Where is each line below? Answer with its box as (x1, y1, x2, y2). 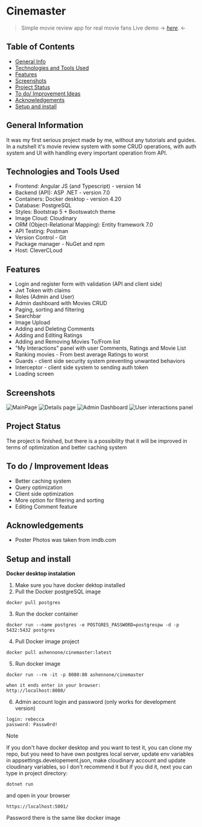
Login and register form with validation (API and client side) (14, 280, 163, 288)
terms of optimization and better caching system (6, 443, 127, 451)
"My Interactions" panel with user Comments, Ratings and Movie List (14, 344, 186, 352)
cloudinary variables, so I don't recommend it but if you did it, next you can (6, 763, 193, 771)
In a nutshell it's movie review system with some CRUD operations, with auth (6, 143, 197, 150)
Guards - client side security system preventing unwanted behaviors (14, 358, 186, 365)
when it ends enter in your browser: (6, 683, 101, 689)
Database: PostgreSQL (14, 202, 72, 209)
